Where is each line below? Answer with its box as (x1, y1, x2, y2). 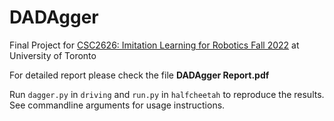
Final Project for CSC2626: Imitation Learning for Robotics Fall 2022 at (9, 39, 300, 51)
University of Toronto (9, 49, 97, 61)
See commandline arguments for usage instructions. (9, 99, 226, 111)
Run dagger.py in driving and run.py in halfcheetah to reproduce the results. (9, 88, 325, 100)
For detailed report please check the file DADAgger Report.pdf (9, 69, 270, 81)
